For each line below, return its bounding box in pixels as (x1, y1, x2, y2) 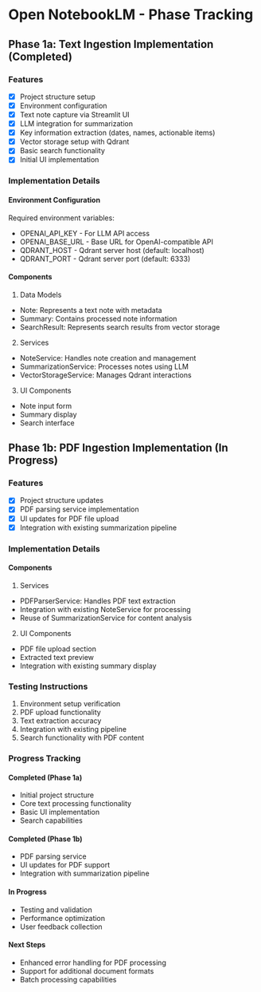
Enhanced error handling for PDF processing (19, 958, 167, 967)
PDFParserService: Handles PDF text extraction (19, 596, 177, 606)
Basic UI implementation (19, 808, 100, 817)
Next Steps (8, 940, 46, 950)
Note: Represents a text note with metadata (19, 305, 162, 314)
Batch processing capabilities (19, 974, 117, 984)
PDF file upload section (19, 644, 97, 654)
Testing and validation (19, 904, 93, 915)
